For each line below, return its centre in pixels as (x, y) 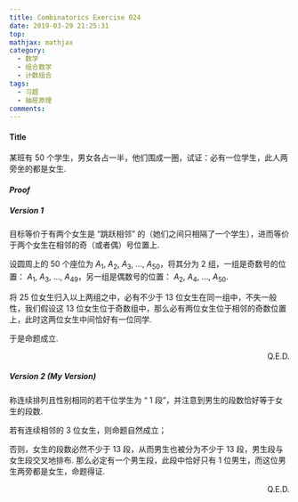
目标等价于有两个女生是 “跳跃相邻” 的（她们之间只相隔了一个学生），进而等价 (149, 234)
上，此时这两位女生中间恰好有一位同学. (81, 319)
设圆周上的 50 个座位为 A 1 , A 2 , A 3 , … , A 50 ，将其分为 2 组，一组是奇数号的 (144, 265)
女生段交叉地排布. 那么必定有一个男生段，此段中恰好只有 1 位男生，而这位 (144, 460)
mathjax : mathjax (41, 42)
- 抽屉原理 (35, 100)
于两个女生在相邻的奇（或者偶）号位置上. (85, 245)
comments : (28, 109)
